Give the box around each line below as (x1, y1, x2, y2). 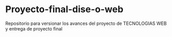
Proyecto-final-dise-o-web (5, 4, 124, 15)
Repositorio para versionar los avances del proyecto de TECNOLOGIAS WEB (5, 20, 167, 26)
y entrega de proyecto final (5, 25, 63, 31)
